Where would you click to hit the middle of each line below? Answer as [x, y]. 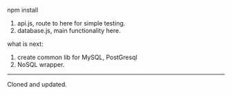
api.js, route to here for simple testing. [71, 23]
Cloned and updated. [37, 84]
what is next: [25, 44]
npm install [23, 10]
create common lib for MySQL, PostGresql [77, 57]
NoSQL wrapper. [41, 64]
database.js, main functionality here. [69, 31]
